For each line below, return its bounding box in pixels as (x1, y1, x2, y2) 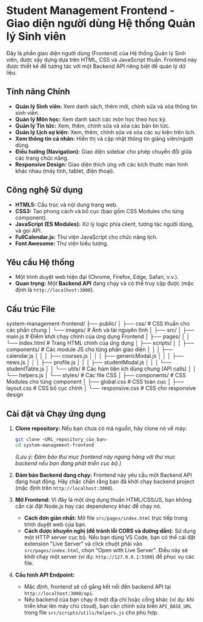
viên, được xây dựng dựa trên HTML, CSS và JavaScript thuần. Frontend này (6, 56, 197, 63)
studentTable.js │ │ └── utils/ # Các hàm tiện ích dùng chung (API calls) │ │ (6, 365, 197, 372)
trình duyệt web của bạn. (24, 521, 87, 528)
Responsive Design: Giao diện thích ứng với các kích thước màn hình (15, 160, 188, 168)
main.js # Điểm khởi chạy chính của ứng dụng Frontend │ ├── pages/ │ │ (6, 333, 190, 340)
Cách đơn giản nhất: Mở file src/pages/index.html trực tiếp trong (24, 514, 188, 521)
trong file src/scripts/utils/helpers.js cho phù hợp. (24, 609, 159, 616)
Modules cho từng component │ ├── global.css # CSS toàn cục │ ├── (6, 378, 184, 386)
